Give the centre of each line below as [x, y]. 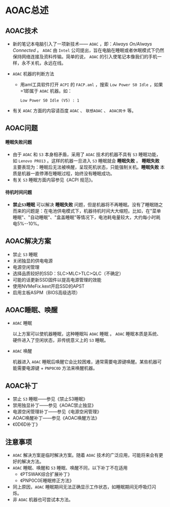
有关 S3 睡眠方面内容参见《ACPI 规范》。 [54, 180]
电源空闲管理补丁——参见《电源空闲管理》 [57, 411]
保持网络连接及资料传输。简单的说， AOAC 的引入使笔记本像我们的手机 [85, 57]
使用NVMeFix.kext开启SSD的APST [49, 286]
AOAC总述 [27, 10]
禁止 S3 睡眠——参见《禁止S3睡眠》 [50, 399]
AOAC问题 [22, 128]
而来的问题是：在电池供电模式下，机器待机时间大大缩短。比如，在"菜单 [87, 211]
